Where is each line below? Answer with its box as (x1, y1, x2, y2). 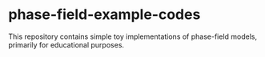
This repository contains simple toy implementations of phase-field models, (8, 32, 258, 41)
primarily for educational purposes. (8, 40, 125, 49)
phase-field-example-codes (8, 6, 201, 24)
